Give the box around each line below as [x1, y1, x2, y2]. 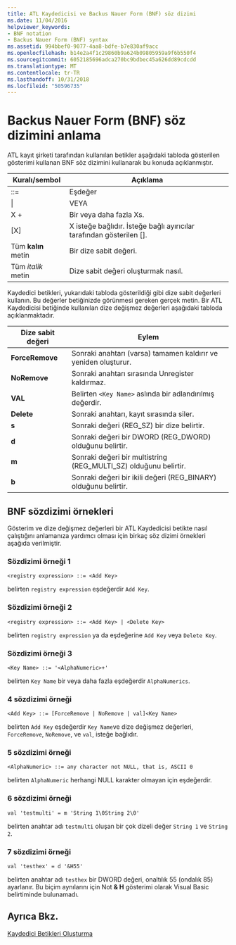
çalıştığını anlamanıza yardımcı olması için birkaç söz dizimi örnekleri [7, 532, 206, 539]
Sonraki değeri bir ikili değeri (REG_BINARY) [71, 472, 217, 482]
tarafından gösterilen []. [69, 230, 147, 240]
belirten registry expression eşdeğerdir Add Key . [7, 585, 150, 594]
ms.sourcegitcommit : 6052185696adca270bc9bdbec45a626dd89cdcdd [7, 56, 197, 63]
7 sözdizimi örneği [7, 846, 72, 856]
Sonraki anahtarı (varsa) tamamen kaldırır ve [71, 349, 218, 358]
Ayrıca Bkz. [7, 910, 59, 922]
